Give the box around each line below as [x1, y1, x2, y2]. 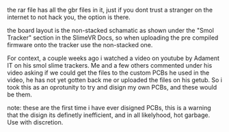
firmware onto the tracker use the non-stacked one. [7, 41, 153, 49]
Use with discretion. [7, 118, 64, 126]
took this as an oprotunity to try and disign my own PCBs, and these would [7, 83, 217, 91]
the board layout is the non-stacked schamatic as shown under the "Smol [7, 27, 214, 34]
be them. [7, 90, 32, 98]
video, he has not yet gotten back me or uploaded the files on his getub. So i [7, 76, 222, 84]
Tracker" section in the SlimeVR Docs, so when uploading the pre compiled [7, 34, 219, 42]
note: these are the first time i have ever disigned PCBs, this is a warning [7, 104, 211, 111]
